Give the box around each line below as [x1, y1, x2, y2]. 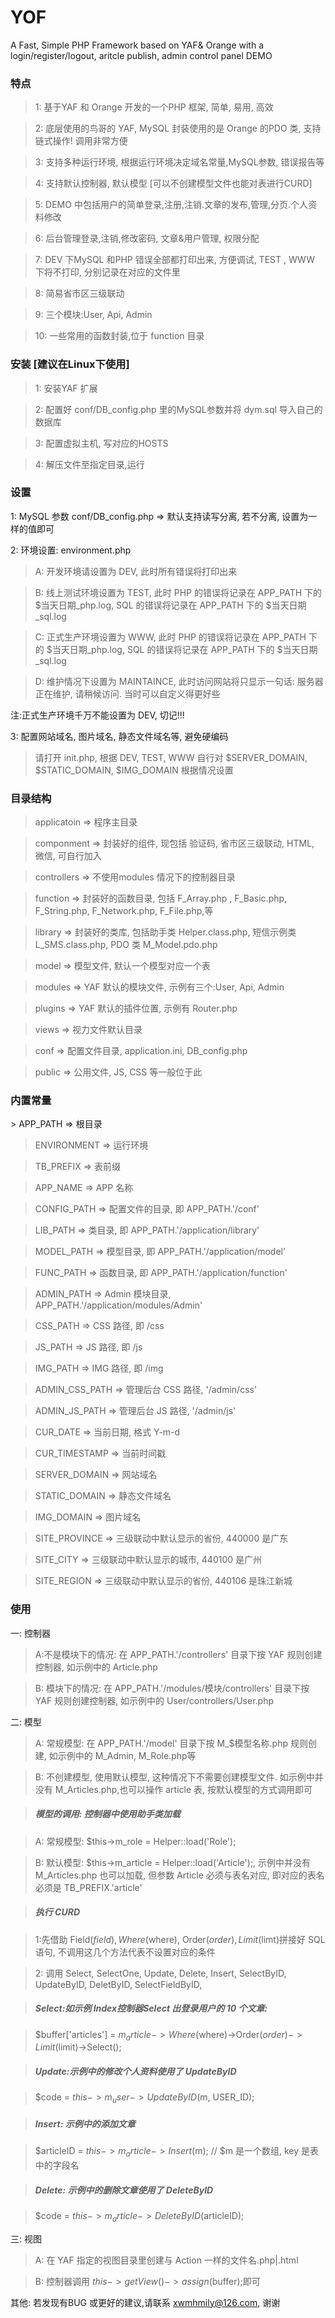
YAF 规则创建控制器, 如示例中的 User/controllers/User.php [34, 1694, 274, 1706]
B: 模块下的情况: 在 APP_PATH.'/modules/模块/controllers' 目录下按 [34, 1682, 310, 1694]
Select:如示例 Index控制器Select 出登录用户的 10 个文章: [34, 2002, 268, 2015]
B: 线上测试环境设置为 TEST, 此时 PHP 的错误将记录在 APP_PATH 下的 [34, 586, 323, 598]
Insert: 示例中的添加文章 [34, 2117, 136, 2130]
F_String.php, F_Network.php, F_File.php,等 [34, 905, 214, 917]
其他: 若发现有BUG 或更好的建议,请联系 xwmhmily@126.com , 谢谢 [10, 2296, 281, 2308]
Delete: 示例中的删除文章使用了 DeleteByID [34, 2184, 214, 2196]
